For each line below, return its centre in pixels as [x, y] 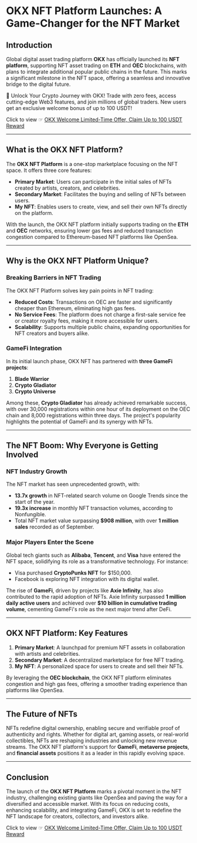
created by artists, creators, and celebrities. [67, 188]
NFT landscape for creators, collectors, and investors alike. [77, 817]
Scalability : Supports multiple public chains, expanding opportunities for [102, 327]
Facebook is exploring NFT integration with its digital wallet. [87, 579]
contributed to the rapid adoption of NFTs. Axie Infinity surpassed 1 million [96, 596]
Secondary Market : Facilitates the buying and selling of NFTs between [100, 194]
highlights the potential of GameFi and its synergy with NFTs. [80, 421]
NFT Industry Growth [37, 472]
